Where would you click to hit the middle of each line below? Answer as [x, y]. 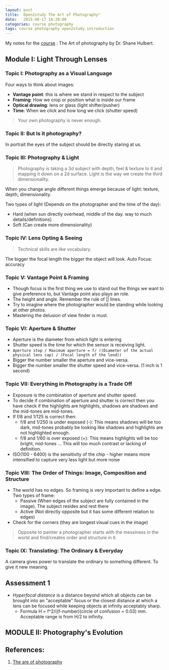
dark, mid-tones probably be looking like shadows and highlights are [92, 427]
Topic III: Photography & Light [42, 157]
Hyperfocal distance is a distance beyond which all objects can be [82, 595]
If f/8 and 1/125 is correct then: [45, 416]
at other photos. [29, 310]
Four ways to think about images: [40, 85]
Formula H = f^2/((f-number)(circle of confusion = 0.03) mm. [83, 611]
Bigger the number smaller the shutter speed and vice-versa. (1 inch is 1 [88, 366]
